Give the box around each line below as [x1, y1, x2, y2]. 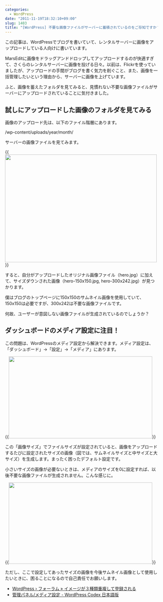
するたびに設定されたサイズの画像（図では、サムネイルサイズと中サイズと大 [5, 450, 158, 456]
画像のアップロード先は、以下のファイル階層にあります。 [5, 120, 120, 125]
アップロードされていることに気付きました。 [21, 90, 112, 96]
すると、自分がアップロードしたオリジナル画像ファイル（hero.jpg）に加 [5, 272, 149, 277]
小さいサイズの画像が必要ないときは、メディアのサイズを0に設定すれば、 [5, 466, 152, 472]
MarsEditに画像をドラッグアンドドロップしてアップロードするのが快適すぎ [5, 55, 154, 61]
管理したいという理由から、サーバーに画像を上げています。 [9, 74, 128, 80]
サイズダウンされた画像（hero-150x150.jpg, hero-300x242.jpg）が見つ [13, 278, 155, 284]
